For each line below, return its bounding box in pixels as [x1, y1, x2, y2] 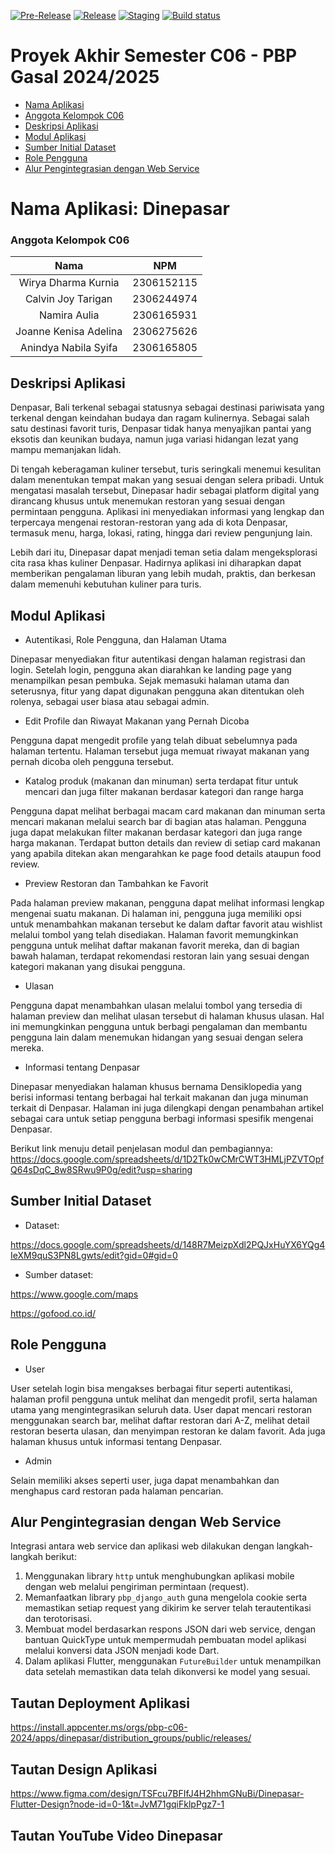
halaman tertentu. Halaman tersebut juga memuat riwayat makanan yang [10, 745, 310, 757]
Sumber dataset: [24, 1268, 94, 1280]
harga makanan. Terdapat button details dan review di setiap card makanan [10, 837, 321, 849]
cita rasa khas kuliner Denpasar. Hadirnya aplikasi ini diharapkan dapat [10, 557, 302, 569]
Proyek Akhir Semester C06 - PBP [10, 45, 298, 67]
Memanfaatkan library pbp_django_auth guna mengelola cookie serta [24, 1591, 308, 1604]
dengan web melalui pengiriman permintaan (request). [24, 1581, 250, 1593]
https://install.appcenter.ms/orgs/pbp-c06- [10, 1721, 188, 1734]
